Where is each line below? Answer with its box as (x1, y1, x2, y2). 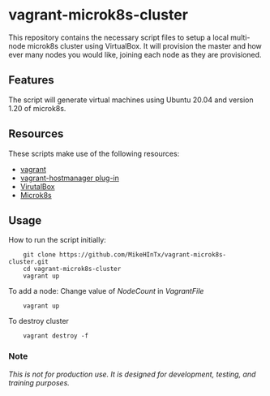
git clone (23, 251, 57, 259)
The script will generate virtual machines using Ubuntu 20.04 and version (8, 95, 254, 105)
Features (8, 73, 54, 87)
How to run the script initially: (8, 235, 107, 245)
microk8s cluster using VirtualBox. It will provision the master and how (27, 41, 262, 50)
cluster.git (8, 258, 49, 266)
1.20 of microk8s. (8, 103, 66, 113)
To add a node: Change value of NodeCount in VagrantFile (8, 286, 204, 296)
